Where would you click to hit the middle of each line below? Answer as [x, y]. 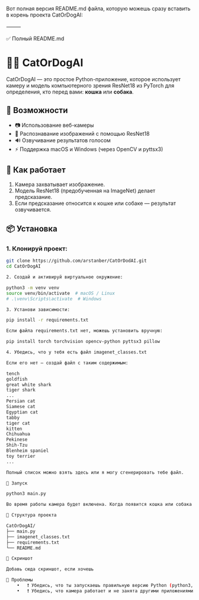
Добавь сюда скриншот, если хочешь [50, 569]
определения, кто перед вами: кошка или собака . [70, 92]
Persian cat [21, 401]
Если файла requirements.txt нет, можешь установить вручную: [84, 331]
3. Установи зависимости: [38, 309]
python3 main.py [26, 494]
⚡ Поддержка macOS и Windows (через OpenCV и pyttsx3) [89, 149]
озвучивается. [33, 209]
